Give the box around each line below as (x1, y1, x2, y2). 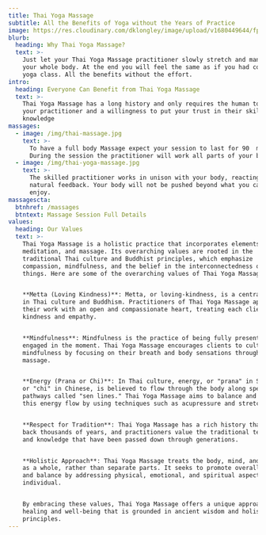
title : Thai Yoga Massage (8, 11, 93, 20)
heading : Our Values (15, 225, 83, 234)
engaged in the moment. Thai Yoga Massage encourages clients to (22, 342, 243, 350)
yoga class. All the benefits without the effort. (22, 71, 193, 78)
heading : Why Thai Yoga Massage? (15, 41, 126, 49)
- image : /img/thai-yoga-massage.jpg (15, 159, 140, 167)
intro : (8, 78, 30, 86)
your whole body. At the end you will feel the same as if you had (22, 63, 249, 71)
